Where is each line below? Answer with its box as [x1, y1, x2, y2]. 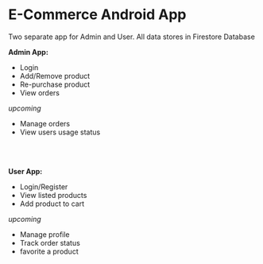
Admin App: [8, 47, 49, 56]
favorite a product [19, 247, 79, 256]
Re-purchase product [19, 80, 91, 89]
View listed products [19, 190, 87, 200]
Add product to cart [19, 199, 85, 208]
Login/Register [19, 181, 68, 192]
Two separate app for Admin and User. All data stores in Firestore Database [8, 32, 256, 41]
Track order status [19, 238, 81, 247]
